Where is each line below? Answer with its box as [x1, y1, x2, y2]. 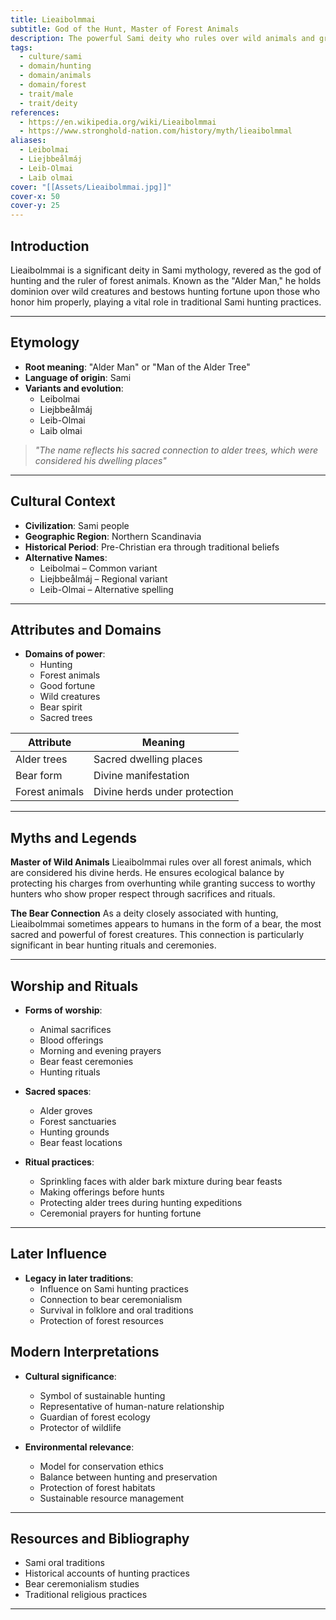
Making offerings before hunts [39, 1186, 165, 1198]
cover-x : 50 [10, 191, 60, 201]
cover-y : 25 [10, 201, 60, 211]
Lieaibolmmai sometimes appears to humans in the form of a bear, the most [10, 918, 322, 930]
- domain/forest [19, 80, 87, 90]
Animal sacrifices [39, 1024, 112, 1035]
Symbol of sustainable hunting [39, 1389, 166, 1401]
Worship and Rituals [10, 977, 139, 995]
